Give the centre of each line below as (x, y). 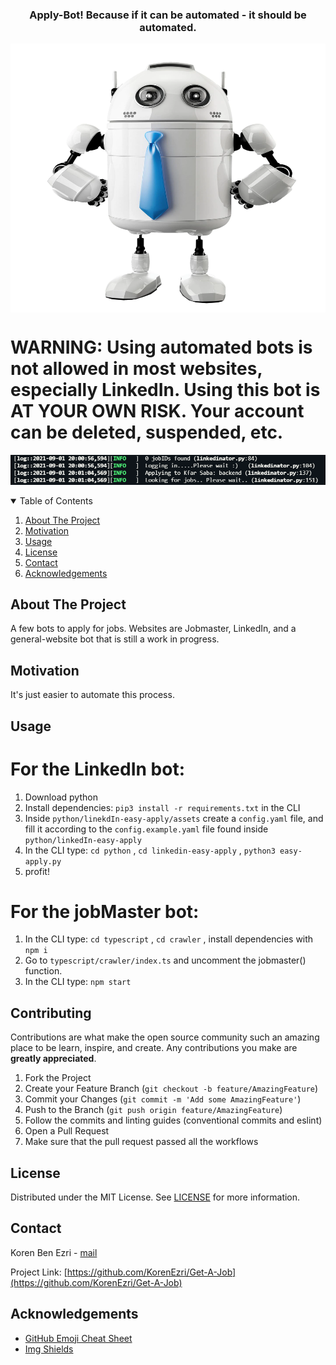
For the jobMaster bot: (105, 911)
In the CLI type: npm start (78, 982)
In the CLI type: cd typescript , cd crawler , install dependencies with (169, 939)
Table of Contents (56, 500)
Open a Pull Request (67, 1131)
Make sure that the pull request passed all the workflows (141, 1142)
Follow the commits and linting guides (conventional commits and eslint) (173, 1120)
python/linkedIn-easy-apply (83, 840)
